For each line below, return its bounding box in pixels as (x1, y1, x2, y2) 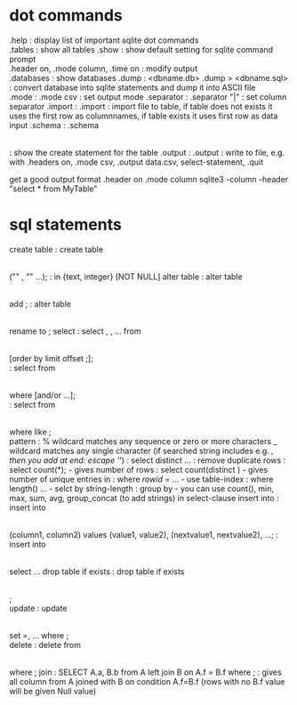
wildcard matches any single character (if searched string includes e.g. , (9, 445, 274, 456)
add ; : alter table (9, 298, 71, 309)
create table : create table (9, 244, 104, 255)
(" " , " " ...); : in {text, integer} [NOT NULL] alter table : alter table (9, 271, 243, 281)
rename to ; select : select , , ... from (9, 326, 141, 336)
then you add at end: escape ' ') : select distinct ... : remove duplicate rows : (9, 455, 286, 466)
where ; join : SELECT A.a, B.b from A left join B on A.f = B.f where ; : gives (9, 667, 282, 677)
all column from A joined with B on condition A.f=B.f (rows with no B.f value (9, 676, 285, 686)
